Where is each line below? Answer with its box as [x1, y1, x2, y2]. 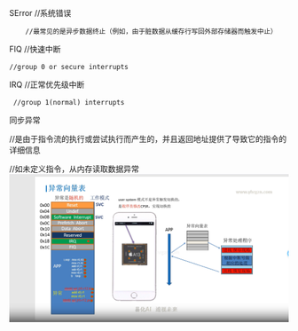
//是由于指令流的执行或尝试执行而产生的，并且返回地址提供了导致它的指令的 [9, 134, 287, 144]
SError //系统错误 [9, 8, 72, 18]
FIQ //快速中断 [9, 43, 61, 54]
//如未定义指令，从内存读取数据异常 [9, 163, 140, 174]
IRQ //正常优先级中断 [9, 79, 85, 90]
